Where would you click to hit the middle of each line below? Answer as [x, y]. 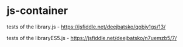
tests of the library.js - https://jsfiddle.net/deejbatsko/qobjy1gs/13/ [86, 27]
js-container [37, 11]
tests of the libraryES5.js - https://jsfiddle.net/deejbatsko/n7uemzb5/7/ [92, 38]
